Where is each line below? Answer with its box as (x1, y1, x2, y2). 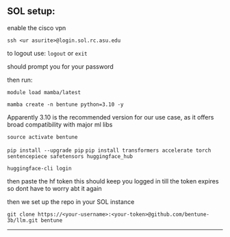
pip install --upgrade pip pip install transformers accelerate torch (7, 147, 212, 154)
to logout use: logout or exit (7, 49, 88, 57)
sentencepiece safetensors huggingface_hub (7, 153, 133, 160)
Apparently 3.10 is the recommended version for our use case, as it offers (7, 113, 214, 121)
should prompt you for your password (7, 62, 114, 71)
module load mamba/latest (7, 89, 81, 95)
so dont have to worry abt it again (7, 184, 103, 192)
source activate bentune (7, 133, 78, 140)
